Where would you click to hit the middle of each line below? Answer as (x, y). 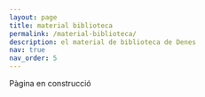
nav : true (28, 50)
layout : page (33, 17)
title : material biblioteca (61, 26)
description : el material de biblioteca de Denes (103, 42)
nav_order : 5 (33, 58)
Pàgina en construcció (50, 83)
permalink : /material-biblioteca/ (73, 34)
